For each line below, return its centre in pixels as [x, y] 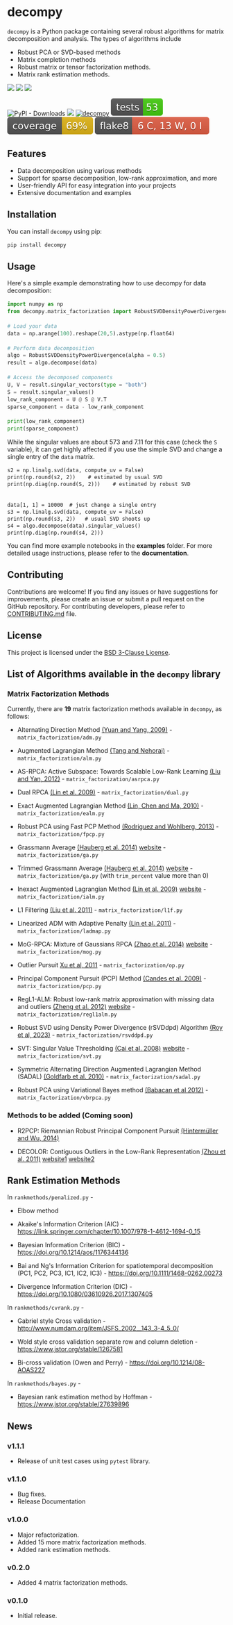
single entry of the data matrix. [51, 457]
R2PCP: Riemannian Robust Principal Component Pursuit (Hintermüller [118, 1131]
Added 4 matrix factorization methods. [72, 1583]
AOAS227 [31, 1370]
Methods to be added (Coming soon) [70, 1115]
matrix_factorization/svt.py [59, 1056]
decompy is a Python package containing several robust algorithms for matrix [115, 31]
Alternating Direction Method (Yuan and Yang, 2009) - [95, 730]
